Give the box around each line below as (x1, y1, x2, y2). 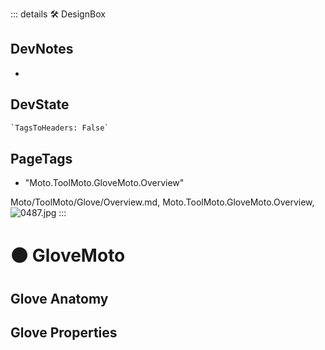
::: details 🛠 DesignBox (10, 8, 106, 20)
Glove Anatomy (10, 290, 109, 307)
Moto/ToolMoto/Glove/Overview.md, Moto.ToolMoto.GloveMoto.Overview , (10, 196, 315, 208)
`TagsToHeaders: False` (10, 123, 110, 133)
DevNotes (10, 41, 74, 58)
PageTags (10, 150, 73, 167)
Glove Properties (10, 324, 118, 342)
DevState (10, 96, 70, 113)
